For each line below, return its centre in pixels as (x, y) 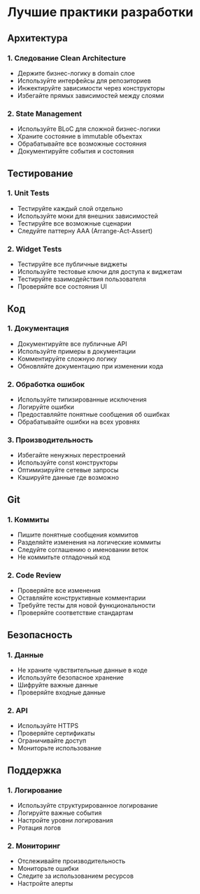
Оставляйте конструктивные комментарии (81, 598)
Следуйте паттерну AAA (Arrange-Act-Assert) (85, 231)
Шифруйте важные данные (58, 685)
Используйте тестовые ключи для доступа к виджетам (100, 272)
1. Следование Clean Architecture (67, 58)
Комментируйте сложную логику (67, 359)
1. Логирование (35, 790)
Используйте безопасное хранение (70, 678)
